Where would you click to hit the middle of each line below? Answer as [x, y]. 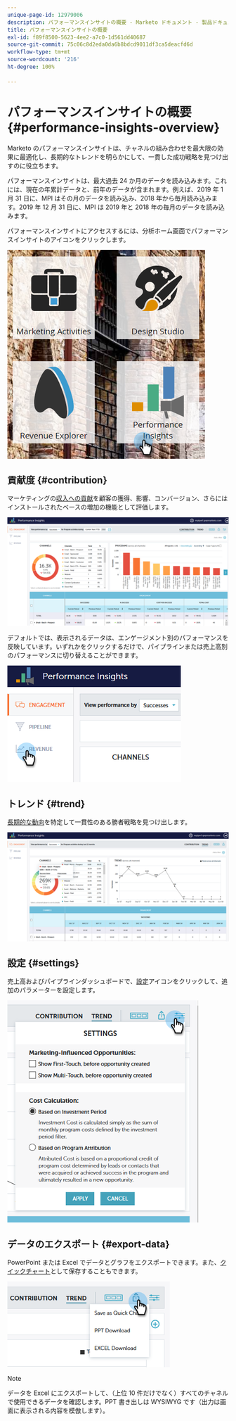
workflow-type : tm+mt [39, 52]
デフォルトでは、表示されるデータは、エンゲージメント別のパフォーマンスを [118, 638]
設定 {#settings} [43, 963]
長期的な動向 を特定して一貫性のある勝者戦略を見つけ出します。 [99, 822]
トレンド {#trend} [46, 803]
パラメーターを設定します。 [59, 990]
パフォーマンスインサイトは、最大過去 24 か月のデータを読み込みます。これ [117, 180]
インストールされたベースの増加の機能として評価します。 [90, 507]
